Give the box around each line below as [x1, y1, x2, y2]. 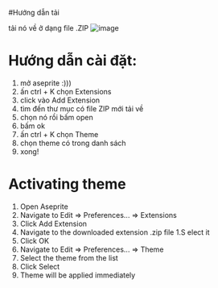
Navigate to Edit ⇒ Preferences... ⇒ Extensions [19, 210, 177, 219]
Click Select [19, 261, 60, 271]
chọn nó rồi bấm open [19, 112, 94, 122]
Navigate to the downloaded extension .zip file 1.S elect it [19, 227, 211, 237]
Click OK [19, 236, 50, 245]
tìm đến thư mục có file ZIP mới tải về [19, 103, 144, 113]
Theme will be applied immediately [19, 270, 136, 280]
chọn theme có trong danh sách [19, 138, 126, 148]
